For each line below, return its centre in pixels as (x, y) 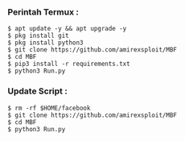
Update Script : (37, 91)
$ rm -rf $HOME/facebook (49, 108)
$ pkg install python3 (45, 43)
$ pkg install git (38, 36)
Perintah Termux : (43, 12)
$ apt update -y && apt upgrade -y (67, 29)
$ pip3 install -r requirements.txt (69, 64)
